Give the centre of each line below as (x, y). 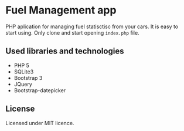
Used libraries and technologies (65, 51)
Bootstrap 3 (28, 78)
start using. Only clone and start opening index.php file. (72, 32)
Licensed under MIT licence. (40, 123)
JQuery (23, 84)
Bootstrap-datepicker (40, 90)
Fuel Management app (61, 10)
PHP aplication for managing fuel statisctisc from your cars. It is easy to (92, 26)
